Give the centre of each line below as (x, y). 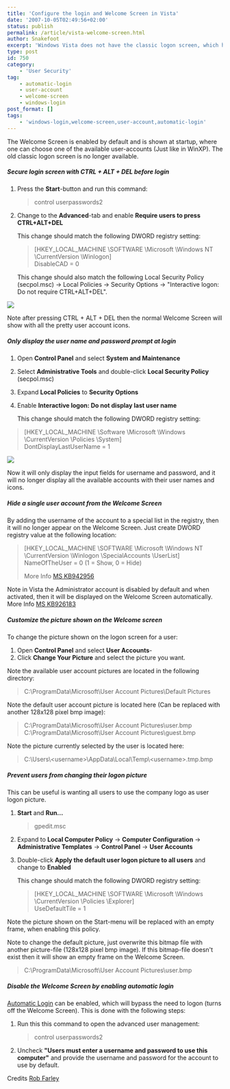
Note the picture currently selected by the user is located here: (96, 746)
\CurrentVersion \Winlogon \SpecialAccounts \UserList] (102, 556)
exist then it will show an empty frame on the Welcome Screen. (96, 957)
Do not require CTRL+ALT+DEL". (62, 292)
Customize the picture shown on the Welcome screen (85, 620)
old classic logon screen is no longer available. (73, 156)
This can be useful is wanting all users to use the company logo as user (108, 793)
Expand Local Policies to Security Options (78, 393)
